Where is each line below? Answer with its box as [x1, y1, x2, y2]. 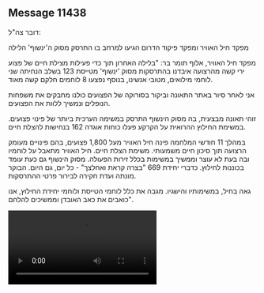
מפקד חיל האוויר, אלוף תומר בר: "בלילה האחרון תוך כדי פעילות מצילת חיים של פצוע [8, 58, 257, 67]
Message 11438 [8, 6, 87, 20]
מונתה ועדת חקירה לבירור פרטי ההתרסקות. [8, 171, 137, 180]
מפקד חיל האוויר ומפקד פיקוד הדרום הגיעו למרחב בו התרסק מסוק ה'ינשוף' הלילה [8, 43, 249, 52]
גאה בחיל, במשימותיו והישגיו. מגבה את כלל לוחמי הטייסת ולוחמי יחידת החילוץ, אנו [8, 186, 251, 196]
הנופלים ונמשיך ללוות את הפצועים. [8, 98, 111, 107]
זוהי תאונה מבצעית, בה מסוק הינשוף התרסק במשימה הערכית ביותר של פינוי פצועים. [8, 114, 256, 123]
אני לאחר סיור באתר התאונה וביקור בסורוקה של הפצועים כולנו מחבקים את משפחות [8, 90, 255, 100]
